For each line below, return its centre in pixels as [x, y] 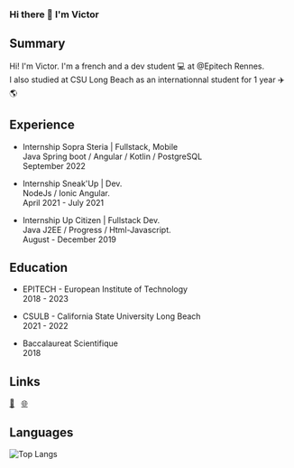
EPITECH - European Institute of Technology [105, 289]
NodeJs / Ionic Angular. [66, 192]
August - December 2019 [69, 239]
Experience [42, 125]
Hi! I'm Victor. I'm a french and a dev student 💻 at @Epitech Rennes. [137, 66]
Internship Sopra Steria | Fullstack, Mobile [100, 146]
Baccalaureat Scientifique [70, 343]
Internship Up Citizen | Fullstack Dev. [91, 220]
